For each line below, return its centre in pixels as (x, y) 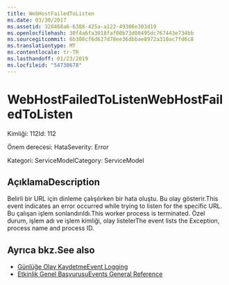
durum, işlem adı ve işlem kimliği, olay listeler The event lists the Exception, (113, 221)
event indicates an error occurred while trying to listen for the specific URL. (115, 206)
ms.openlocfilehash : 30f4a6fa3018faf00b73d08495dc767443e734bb (101, 33)
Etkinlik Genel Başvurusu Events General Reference (90, 274)
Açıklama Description (54, 182)
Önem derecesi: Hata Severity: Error (58, 147)
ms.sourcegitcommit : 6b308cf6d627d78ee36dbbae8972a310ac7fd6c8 (101, 40)
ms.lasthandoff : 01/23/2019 (48, 59)
